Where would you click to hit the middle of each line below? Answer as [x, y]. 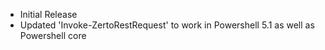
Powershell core [53, 35]
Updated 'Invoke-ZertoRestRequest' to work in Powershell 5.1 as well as [167, 25]
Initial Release [48, 14]
